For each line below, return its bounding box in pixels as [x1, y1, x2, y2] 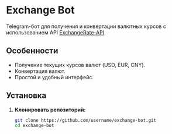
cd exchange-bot [14, 123, 54, 129]
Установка [6, 91, 47, 101]
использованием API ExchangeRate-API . [6, 29, 106, 36]
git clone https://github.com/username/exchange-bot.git [14, 117, 157, 123]
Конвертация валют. [14, 68, 66, 75]
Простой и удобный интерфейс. [14, 73, 94, 80]
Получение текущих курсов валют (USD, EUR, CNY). [14, 61, 146, 68]
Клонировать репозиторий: [14, 106, 86, 113]
